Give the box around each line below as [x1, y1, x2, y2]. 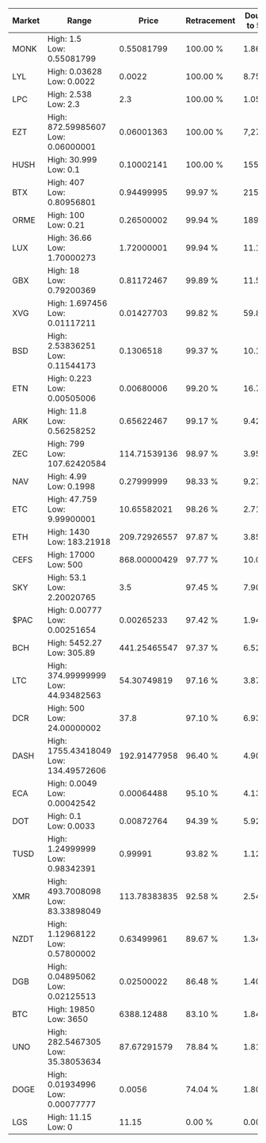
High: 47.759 [47, 494, 97, 505]
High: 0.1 [47, 811, 82, 821]
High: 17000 [47, 550, 95, 560]
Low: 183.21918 [47, 536, 111, 547]
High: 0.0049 [47, 778, 97, 789]
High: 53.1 [47, 572, 87, 583]
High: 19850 [47, 1004, 95, 1015]
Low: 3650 [47, 1014, 89, 1024]
